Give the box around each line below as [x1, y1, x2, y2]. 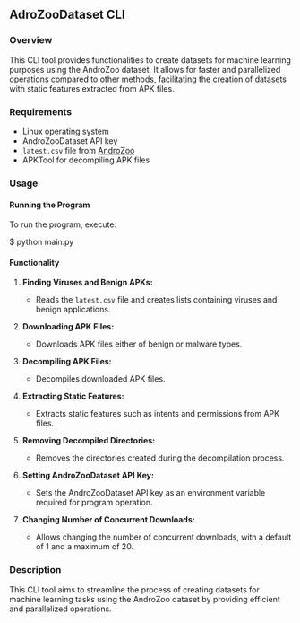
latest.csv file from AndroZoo [21, 145, 135, 155]
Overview [9, 34, 53, 47]
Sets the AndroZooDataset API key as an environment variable [35, 487, 266, 498]
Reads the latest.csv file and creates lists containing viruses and [35, 294, 278, 305]
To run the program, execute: [9, 219, 117, 230]
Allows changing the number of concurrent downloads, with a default [35, 531, 292, 542]
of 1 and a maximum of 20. [35, 541, 134, 552]
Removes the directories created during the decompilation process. [35, 452, 285, 463]
